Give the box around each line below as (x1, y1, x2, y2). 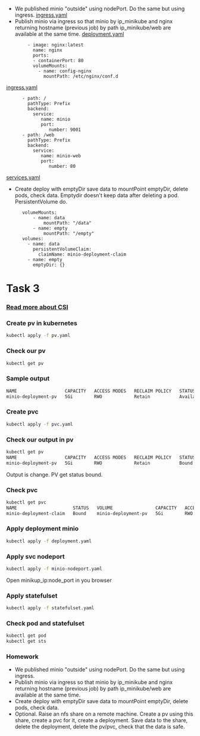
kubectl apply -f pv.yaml (6, 333, 70, 339)
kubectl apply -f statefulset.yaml (6, 605, 95, 611)
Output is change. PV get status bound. (6, 471, 103, 478)
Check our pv (6, 346, 46, 355)
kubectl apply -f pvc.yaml (6, 421, 73, 427)
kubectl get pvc (6, 499, 46, 505)
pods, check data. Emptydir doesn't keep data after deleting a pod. (14, 192, 179, 199)
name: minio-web (40, 153, 82, 159)
